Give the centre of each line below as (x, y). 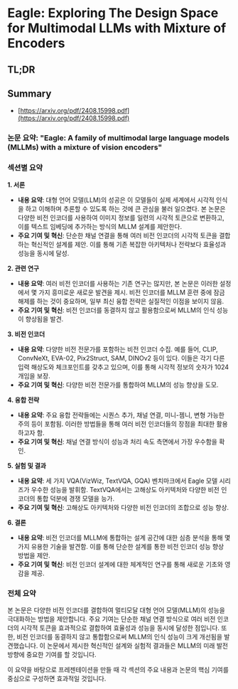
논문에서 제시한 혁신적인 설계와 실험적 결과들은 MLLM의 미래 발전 (138, 646)
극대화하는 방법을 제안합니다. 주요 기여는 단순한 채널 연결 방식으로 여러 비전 (112, 619)
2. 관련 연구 (23, 268)
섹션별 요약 (25, 168)
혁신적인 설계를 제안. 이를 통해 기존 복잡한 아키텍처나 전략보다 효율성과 (129, 244)
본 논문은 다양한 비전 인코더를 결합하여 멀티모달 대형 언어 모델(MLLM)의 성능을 (116, 610)
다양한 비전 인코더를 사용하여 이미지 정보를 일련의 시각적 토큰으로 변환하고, (121, 218)
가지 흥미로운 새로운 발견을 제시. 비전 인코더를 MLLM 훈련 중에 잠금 (132, 292)
